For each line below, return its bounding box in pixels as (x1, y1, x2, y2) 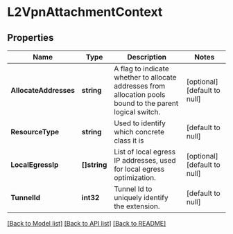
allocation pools (114, 90, 166, 99)
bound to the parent (114, 98, 179, 108)
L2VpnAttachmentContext (7, 4, 163, 20)
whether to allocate (114, 73, 177, 82)
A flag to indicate (114, 64, 170, 73)
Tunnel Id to (114, 184, 153, 194)
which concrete (114, 127, 165, 136)
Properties (7, 32, 54, 44)
